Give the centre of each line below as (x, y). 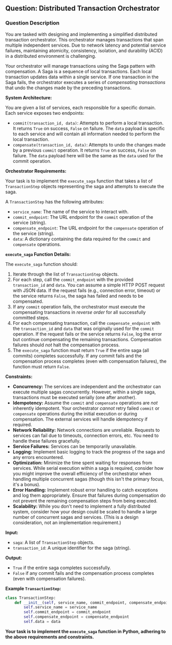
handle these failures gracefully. (47, 441)
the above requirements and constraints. (50, 637)
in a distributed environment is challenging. (51, 56)
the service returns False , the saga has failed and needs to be (78, 296)
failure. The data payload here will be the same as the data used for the (88, 155)
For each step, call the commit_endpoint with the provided (73, 279)
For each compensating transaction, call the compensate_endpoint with (87, 323)
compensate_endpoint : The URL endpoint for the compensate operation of (88, 228)
